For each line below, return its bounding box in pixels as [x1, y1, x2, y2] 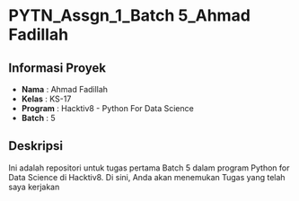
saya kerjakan [8, 181, 60, 192]
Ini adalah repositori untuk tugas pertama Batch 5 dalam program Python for [8, 162, 290, 173]
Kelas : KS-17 [21, 93, 72, 104]
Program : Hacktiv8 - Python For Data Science [21, 103, 194, 113]
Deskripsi [8, 138, 64, 153]
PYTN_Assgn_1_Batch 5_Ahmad [8, 5, 251, 26]
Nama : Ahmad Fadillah [21, 84, 109, 94]
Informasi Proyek [8, 60, 107, 75]
